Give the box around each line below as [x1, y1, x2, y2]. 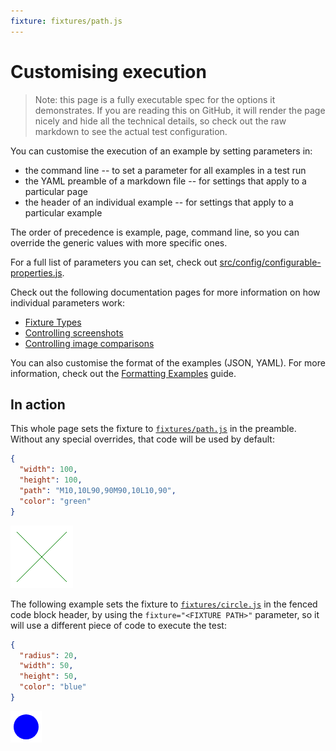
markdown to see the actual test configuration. [34, 125, 228, 137]
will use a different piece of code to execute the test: [10, 619, 227, 631]
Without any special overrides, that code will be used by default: [10, 433, 275, 445]
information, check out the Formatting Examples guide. [10, 367, 237, 379]
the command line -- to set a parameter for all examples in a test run [24, 164, 307, 176]
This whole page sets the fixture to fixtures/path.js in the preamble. [10, 423, 297, 435]
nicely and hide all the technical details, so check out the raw [34, 115, 287, 127]
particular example [24, 206, 103, 219]
